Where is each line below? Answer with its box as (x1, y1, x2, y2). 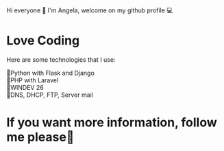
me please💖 (6, 130, 75, 145)
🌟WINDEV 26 (6, 83, 44, 91)
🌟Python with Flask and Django (6, 69, 95, 77)
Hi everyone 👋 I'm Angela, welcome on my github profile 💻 (6, 6, 173, 14)
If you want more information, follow (6, 115, 217, 130)
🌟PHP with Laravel (6, 75, 59, 84)
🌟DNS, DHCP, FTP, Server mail (6, 91, 94, 99)
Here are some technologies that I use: (6, 55, 116, 64)
